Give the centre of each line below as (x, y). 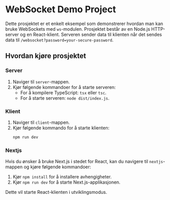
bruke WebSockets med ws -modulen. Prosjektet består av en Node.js (78, 29)
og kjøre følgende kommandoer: (57, 167)
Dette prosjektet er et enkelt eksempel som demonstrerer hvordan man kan (84, 24)
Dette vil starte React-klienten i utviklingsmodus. (56, 192)
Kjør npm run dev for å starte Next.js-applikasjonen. (67, 182)
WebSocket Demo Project (61, 9)
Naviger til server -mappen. (41, 82)
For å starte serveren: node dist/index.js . (65, 98)
